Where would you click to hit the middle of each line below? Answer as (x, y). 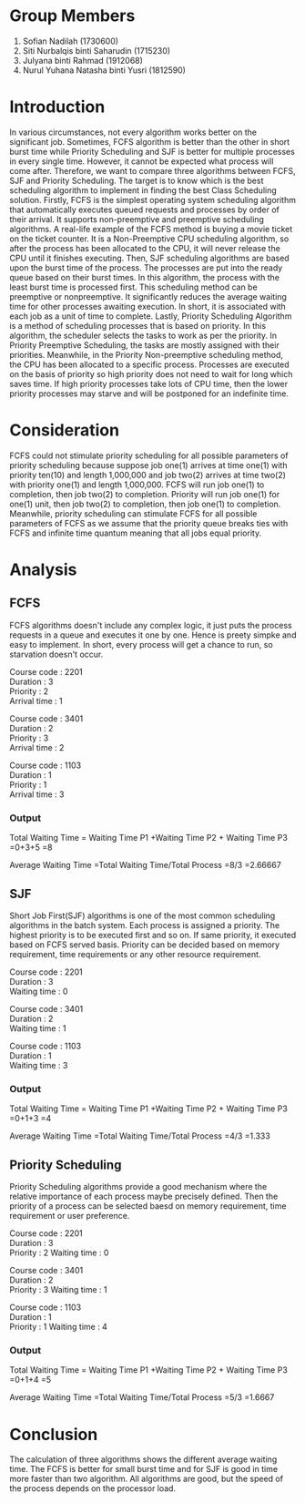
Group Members (72, 16)
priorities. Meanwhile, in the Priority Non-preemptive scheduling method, (147, 354)
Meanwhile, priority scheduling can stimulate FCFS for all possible (133, 513)
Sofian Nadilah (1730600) (71, 41)
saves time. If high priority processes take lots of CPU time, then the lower (149, 383)
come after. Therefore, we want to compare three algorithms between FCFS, (152, 170)
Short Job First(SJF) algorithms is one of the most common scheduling (142, 915)
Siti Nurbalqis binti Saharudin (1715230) (97, 50)
